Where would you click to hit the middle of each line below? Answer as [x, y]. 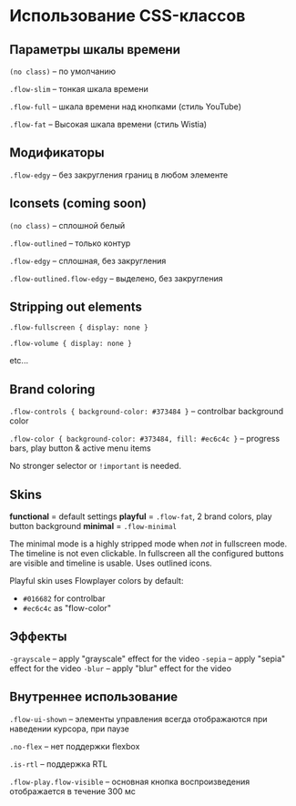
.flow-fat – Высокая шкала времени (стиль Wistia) [108, 124]
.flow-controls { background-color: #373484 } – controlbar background [147, 412]
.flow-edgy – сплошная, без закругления [88, 260]
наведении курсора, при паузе [69, 729]
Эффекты [38, 637]
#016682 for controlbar [64, 598]
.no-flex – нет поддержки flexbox [75, 746]
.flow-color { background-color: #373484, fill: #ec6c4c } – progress [145, 439]
